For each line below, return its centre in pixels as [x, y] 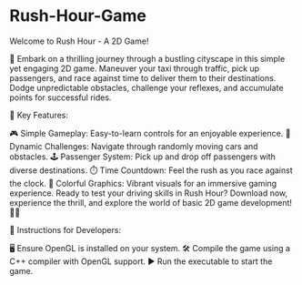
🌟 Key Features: [39, 115]
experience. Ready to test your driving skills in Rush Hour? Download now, [149, 193]
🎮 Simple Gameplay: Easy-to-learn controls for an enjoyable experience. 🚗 [150, 133]
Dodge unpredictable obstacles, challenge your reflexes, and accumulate [146, 87]
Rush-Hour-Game [78, 16]
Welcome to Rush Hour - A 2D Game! [79, 41]
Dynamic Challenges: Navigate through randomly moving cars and [134, 146]
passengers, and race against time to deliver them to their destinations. [143, 77]
